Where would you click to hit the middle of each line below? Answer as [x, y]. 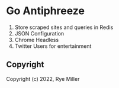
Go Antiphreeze [45, 11]
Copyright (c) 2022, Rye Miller [43, 79]
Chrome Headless [37, 40]
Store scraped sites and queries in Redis [64, 27]
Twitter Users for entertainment [53, 46]
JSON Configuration [39, 33]
